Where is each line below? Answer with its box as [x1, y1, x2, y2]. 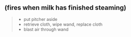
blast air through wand [23, 26, 69, 32]
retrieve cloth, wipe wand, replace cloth [23, 21, 102, 27]
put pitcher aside [23, 16, 58, 22]
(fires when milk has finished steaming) [4, 4, 127, 12]
